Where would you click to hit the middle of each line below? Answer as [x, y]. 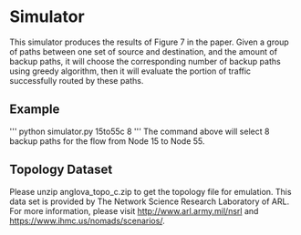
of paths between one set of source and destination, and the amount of [144, 51]
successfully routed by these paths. [77, 80]
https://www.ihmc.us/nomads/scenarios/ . [88, 220]
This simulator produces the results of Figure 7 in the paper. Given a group [149, 42]
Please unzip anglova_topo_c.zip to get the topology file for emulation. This [150, 191]
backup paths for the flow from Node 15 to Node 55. [107, 141]
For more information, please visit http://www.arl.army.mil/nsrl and [134, 210]
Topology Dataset [61, 170]
